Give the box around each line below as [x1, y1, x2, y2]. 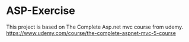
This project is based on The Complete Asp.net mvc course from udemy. [6, 23, 184, 30]
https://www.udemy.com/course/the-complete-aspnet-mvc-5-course [6, 29, 177, 36]
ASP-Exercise [6, 4, 75, 17]
